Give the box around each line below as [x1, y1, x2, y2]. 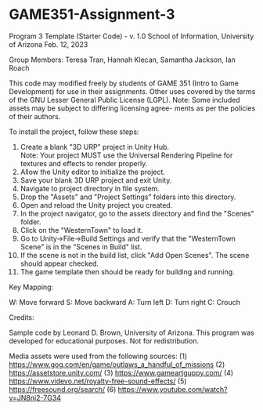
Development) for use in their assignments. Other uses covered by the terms [9, 86, 256, 96]
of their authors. [9, 111, 61, 121]
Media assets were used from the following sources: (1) [9, 351, 188, 361]
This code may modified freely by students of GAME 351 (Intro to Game [9, 78, 240, 88]
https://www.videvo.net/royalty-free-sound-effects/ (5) [9, 376, 187, 386]
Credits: [9, 312, 34, 322]
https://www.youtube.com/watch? [117, 384, 228, 394]
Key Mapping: [9, 282, 54, 292]
